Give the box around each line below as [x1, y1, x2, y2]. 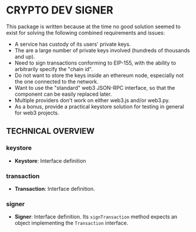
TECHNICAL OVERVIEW [6, 126, 95, 136]
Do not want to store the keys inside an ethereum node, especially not [14, 72, 184, 79]
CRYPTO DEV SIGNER [6, 4, 113, 17]
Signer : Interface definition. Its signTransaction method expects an [14, 213, 178, 220]
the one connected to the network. [14, 78, 99, 85]
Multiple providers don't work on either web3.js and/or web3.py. [14, 96, 170, 103]
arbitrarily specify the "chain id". [14, 65, 93, 72]
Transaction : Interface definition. [14, 185, 95, 192]
